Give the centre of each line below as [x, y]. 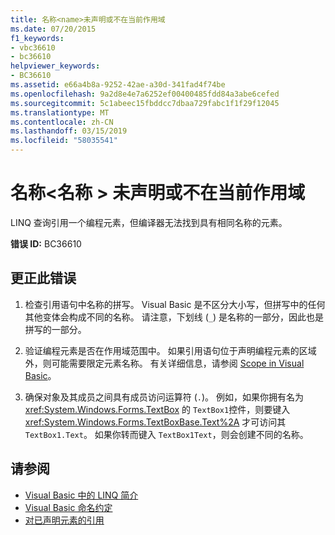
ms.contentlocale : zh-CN [62, 122]
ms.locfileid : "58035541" [64, 141]
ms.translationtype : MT [60, 112]
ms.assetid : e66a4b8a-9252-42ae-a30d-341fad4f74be [118, 85]
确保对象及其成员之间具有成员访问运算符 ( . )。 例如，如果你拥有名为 [164, 397]
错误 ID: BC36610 [46, 243]
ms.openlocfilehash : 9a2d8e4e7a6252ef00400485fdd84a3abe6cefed [145, 94]
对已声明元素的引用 [64, 520]
